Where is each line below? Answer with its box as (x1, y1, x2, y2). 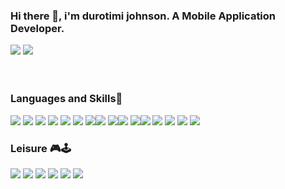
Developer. (10, 21, 65, 35)
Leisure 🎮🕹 (10, 141, 72, 155)
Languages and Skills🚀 (10, 92, 123, 106)
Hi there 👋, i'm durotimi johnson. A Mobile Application (10, 9, 277, 23)
